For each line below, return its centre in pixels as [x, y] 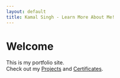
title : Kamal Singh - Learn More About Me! [61, 17]
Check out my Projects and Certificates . [55, 69]
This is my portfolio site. [35, 63]
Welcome [30, 46]
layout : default [26, 12]
